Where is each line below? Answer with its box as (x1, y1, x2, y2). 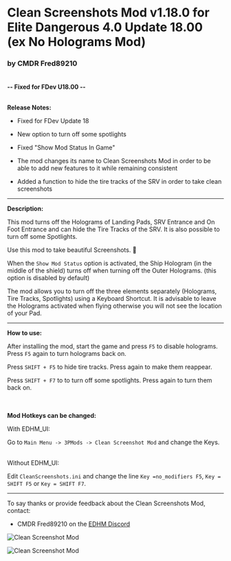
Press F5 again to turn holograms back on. (7, 350, 127, 358)
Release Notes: (7, 103, 52, 112)
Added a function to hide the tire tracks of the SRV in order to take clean (16, 178, 222, 186)
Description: (7, 204, 43, 213)
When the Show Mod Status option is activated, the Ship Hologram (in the (7, 260, 212, 268)
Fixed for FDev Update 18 (16, 117, 89, 125)
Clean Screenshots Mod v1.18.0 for (7, 5, 210, 21)
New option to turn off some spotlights (16, 130, 127, 138)
